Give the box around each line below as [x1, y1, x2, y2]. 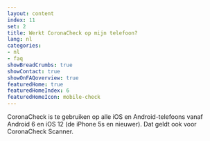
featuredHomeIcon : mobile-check [7, 94, 100, 101]
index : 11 [7, 17, 36, 23]
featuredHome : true [7, 81, 64, 88]
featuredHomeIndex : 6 [7, 87, 70, 94]
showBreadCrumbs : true [7, 62, 73, 68]
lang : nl [7, 36, 33, 43]
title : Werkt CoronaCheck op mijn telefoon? [7, 29, 138, 37]
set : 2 [7, 23, 26, 30]
